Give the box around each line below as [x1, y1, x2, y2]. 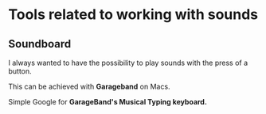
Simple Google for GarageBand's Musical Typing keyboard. [8, 97, 207, 106]
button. [8, 66, 32, 76]
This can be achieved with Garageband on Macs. [8, 82, 170, 91]
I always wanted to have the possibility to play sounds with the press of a [8, 58, 248, 67]
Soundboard [8, 37, 72, 51]
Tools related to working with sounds [8, 6, 259, 24]
